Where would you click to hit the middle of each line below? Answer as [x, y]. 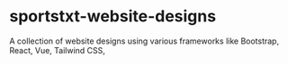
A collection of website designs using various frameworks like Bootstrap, [144, 41]
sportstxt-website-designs [113, 16]
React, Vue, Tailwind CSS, [58, 50]
